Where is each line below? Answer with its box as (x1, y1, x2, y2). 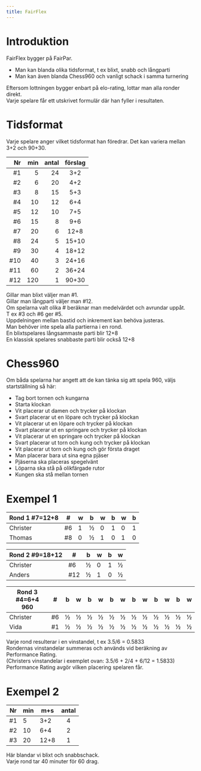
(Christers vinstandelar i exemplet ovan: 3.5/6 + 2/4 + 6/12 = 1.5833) (6, 658, 175, 665)
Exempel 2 (6, 685, 60, 698)
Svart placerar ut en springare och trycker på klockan (14, 427, 147, 434)
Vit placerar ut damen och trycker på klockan (14, 407, 127, 415)
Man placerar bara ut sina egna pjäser (14, 452, 109, 459)
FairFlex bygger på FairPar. (6, 55, 73, 62)
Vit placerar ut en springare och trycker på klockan (14, 433, 141, 440)
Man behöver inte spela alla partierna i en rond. (6, 323, 123, 330)
